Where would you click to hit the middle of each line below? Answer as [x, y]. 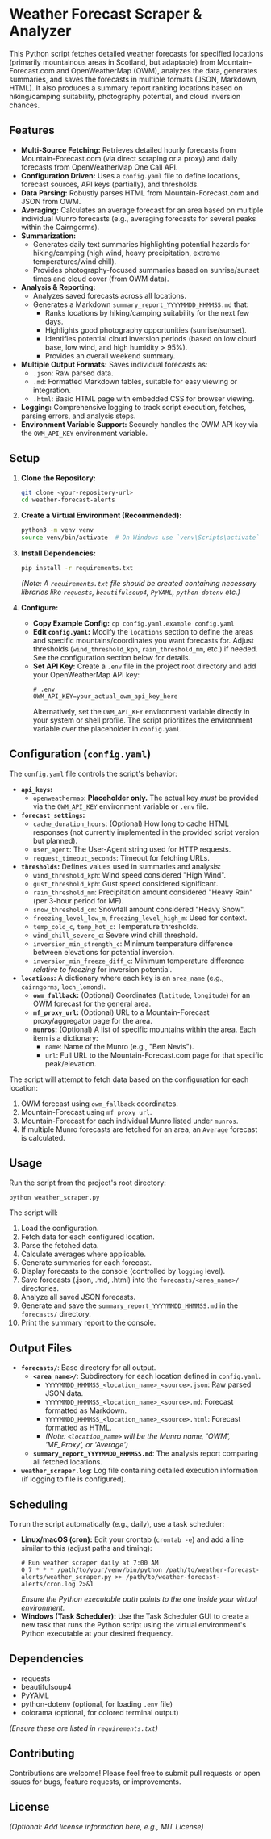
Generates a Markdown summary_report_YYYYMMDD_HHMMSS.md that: [141, 304]
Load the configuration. [60, 1229]
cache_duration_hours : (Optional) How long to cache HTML [131, 823]
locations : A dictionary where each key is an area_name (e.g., [122, 978]
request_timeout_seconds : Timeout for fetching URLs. [121, 857]
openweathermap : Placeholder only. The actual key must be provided [146, 798]
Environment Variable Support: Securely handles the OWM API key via [140, 424]
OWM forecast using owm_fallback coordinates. [99, 1104]
